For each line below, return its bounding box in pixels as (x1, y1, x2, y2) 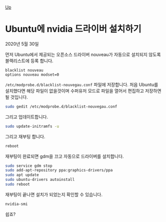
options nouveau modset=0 (5, 72, 59, 77)
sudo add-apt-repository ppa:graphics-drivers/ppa (5, 168, 113, 173)
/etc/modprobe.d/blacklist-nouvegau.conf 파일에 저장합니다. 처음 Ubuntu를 (5, 81, 158, 87)
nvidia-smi (5, 201, 28, 206)
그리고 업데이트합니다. (5, 114, 48, 120)
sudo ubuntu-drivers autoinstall (5, 177, 75, 182)
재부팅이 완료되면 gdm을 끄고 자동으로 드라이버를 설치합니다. (5, 153, 124, 159)
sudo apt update (5, 172, 39, 177)
